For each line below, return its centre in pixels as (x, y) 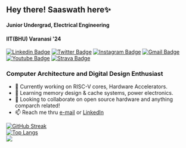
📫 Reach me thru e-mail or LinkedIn (59, 112)
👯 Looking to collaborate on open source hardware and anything (94, 99)
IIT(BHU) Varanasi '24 (34, 39)
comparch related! (37, 106)
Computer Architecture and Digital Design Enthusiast (85, 74)
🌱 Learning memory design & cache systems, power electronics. (94, 93)
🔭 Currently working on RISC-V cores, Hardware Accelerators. (91, 87)
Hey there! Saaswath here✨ (59, 10)
